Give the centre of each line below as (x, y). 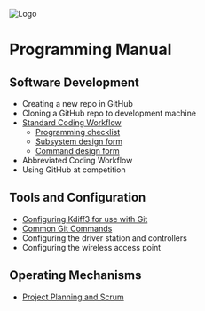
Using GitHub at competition (74, 170)
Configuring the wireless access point (91, 247)
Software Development (75, 82)
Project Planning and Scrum (73, 297)
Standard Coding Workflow (71, 123)
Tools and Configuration (78, 198)
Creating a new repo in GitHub (77, 104)
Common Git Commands (67, 228)
